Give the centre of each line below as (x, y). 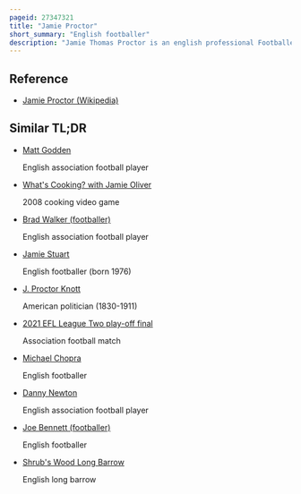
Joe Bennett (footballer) (66, 427)
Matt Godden (47, 149)
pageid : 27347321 (42, 17)
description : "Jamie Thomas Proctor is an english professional (132, 43)
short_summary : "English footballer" (80, 34)
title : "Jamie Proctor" (54, 26)
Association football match (71, 340)
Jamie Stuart (46, 254)
